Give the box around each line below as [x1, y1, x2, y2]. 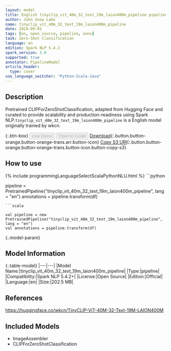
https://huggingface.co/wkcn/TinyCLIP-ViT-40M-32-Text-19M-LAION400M [5, 307, 164, 313]
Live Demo [32, 133, 52, 139]
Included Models [5, 322, 60, 331]
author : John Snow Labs [5, 17, 56, 22]
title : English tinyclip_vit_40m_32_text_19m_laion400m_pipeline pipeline [5, 12, 167, 17]
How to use [5, 159, 42, 168]
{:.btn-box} [5, 132, 29, 139]
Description [5, 93, 43, 101]
